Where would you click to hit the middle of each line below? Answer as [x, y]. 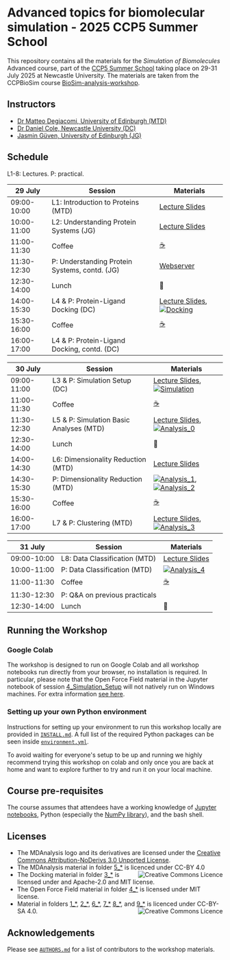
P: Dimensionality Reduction [97, 479]
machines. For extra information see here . [66, 694]
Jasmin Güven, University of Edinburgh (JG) [79, 135]
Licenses [27, 836]
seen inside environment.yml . [48, 741]
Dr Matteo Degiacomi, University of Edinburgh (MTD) [92, 121]
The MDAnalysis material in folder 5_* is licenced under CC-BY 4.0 [111, 867]
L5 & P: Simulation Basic [91, 420]
